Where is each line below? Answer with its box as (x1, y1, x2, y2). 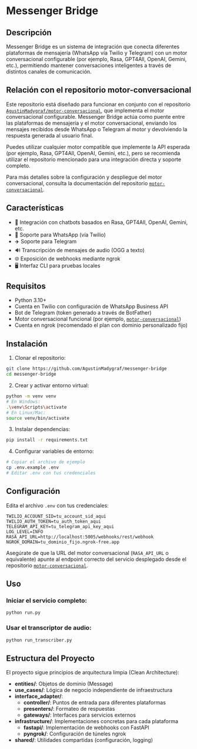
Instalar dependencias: (14, 426, 71, 433)
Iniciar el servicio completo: (6, 597, 87, 604)
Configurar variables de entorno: (14, 448, 94, 455)
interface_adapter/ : (14, 693, 64, 700)
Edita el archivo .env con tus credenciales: (6, 501, 109, 509)
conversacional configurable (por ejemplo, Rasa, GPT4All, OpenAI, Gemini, (6, 56, 187, 62)
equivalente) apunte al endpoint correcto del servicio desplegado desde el (6, 556, 187, 563)
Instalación (6, 339, 48, 349)
